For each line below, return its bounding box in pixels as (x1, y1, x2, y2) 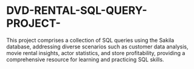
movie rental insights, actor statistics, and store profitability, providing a (6, 49, 185, 56)
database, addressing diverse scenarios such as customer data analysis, (6, 43, 189, 50)
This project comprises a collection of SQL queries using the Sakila (6, 36, 175, 44)
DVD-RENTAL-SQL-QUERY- (6, 4, 147, 18)
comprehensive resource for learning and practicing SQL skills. (6, 56, 164, 63)
